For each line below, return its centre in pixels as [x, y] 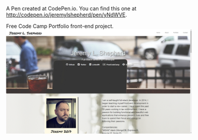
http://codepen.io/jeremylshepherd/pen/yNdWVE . [67, 15]
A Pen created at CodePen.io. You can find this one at [71, 9]
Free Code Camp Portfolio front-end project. [60, 26]
